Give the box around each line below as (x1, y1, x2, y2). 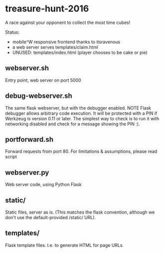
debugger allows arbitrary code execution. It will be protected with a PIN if (5, 110, 158, 116)
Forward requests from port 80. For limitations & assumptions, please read (5, 148, 158, 155)
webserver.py (5, 168, 49, 177)
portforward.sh (5, 135, 54, 144)
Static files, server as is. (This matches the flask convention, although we (5, 209, 155, 215)
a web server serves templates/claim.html (12, 44, 98, 50)
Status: (5, 29, 20, 35)
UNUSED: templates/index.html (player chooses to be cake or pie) (12, 49, 148, 55)
